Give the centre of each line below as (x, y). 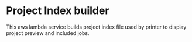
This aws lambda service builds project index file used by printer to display (96, 27)
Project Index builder (58, 11)
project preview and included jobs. (48, 33)
